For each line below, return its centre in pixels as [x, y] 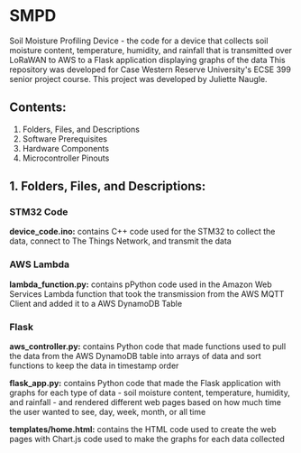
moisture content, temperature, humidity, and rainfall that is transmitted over [151, 50]
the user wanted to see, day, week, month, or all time [108, 412]
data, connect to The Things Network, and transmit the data [120, 241]
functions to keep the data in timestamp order [94, 365]
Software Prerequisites [65, 139]
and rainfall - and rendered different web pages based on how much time [146, 402]
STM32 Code [39, 212]
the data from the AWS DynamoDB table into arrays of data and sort [135, 356]
